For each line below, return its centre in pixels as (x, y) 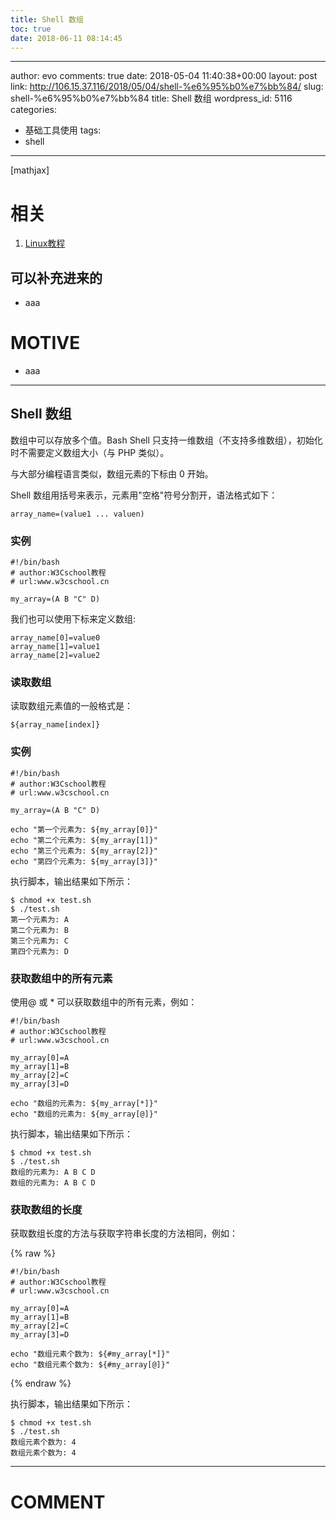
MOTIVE (45, 343)
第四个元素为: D (39, 951)
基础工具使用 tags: (63, 130)
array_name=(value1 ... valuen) (77, 514)
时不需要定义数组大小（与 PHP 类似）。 (90, 452)
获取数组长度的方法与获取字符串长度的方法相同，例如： (124, 1233)
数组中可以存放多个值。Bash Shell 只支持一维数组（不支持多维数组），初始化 (166, 440)
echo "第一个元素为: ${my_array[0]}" (84, 829)
